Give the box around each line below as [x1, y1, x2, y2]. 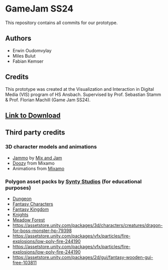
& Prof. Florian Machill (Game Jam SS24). [5, 96, 91, 103]
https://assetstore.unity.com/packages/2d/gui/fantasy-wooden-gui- [12, 254, 153, 260]
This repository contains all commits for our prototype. [5, 20, 118, 26]
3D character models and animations [5, 144, 97, 151]
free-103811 [12, 259, 37, 265]
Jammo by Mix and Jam [12, 155, 63, 161]
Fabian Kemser [12, 58, 44, 64]
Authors [5, 34, 32, 43]
